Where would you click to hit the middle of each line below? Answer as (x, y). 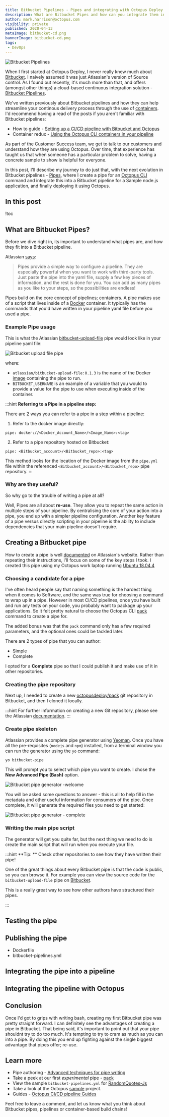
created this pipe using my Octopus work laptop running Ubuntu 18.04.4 (80, 565)
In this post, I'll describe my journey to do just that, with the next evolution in (84, 170)
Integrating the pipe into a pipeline (60, 971)
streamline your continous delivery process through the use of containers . (82, 108)
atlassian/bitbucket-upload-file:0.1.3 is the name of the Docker (81, 373)
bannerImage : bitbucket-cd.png (38, 38)
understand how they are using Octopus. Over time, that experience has (80, 149)
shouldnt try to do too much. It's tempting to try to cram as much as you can (84, 1034)
